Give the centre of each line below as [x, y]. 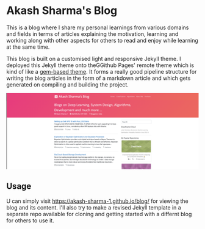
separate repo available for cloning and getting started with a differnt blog [99, 214]
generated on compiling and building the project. [68, 84]
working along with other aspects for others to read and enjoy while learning [102, 40]
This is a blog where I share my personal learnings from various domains [98, 27]
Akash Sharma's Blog [62, 11]
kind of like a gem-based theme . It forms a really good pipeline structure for [102, 71]
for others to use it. [30, 220]
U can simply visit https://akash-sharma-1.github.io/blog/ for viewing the [98, 201]
